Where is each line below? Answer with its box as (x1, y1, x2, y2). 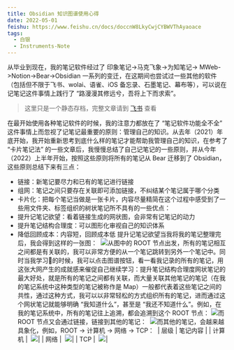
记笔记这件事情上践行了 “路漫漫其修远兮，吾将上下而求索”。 (7, 89, 180, 97)
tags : (7, 29, 23, 37)
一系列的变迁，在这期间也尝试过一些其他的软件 (82, 71, 217, 80)
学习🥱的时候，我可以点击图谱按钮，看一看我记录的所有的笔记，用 (36, 256, 224, 265)
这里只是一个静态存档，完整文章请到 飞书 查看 (24, 104, 157, 112)
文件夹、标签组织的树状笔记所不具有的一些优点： (29, 204, 171, 212)
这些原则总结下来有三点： (7, 162, 81, 171)
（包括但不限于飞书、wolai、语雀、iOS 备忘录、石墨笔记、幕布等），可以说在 (7, 80, 227, 88)
